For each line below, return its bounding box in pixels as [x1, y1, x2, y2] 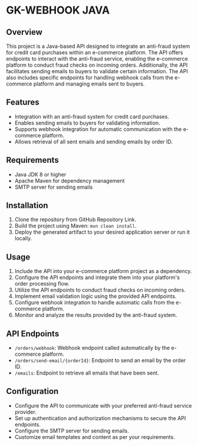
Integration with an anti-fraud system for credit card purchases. [14, 113, 170, 120]
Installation [6, 201, 48, 211]
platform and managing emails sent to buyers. [33, 80, 145, 87]
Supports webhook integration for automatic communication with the [14, 125, 182, 133]
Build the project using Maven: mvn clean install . [14, 222, 137, 229]
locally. [14, 235, 32, 242]
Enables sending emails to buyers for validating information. [14, 119, 160, 126]
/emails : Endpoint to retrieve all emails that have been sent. [14, 369, 159, 376]
